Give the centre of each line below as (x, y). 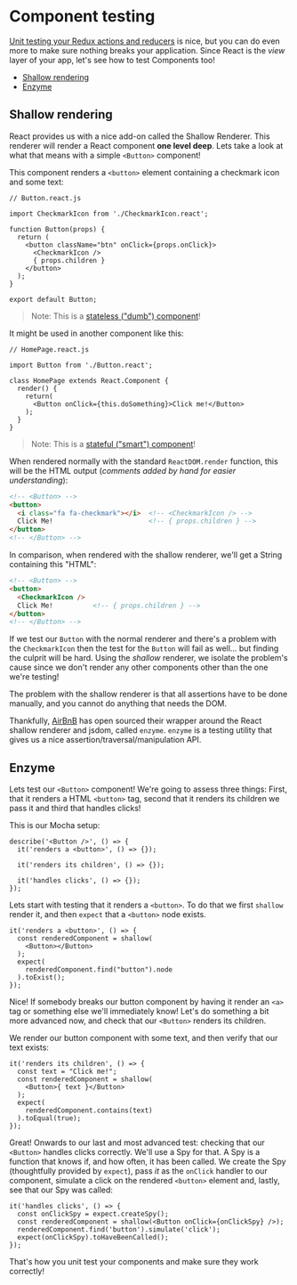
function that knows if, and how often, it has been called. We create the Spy (148, 1162)
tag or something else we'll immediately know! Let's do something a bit (139, 1012)
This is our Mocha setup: (55, 825)
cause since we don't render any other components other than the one (139, 667)
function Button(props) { (57, 229)
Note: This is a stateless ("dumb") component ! (116, 316)
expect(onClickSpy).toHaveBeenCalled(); (93, 1238)
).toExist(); (41, 978)
